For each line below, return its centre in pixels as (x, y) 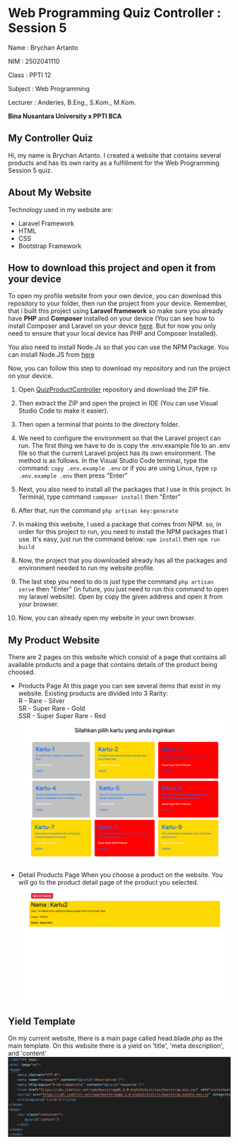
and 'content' (27, 1054)
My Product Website (54, 640)
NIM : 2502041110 (34, 61)
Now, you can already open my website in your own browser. (107, 618)
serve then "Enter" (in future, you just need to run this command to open (123, 589)
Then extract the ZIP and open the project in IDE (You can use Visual (118, 403)
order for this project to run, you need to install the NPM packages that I (123, 532)
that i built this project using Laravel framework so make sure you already (116, 311)
